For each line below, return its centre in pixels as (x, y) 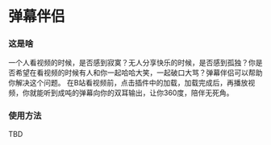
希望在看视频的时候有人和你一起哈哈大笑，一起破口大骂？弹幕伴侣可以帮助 (139, 72)
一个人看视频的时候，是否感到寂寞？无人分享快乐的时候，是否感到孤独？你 (132, 63)
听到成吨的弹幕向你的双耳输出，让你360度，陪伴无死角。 (138, 93)
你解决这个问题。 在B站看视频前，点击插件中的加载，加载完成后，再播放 (128, 83)
